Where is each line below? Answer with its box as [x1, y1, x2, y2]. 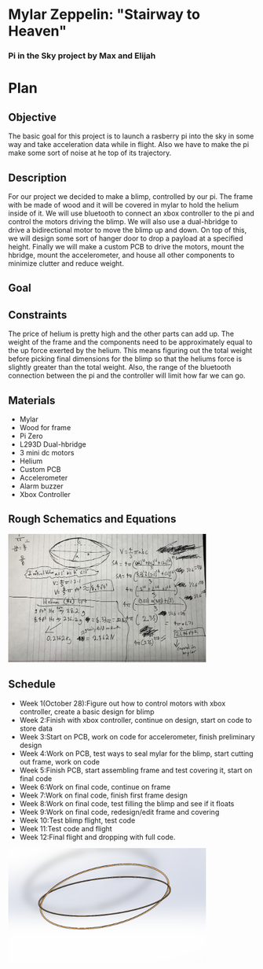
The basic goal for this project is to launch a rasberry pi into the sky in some [8, 131, 254, 141]
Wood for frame [19, 422, 71, 432]
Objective [8, 110, 57, 123]
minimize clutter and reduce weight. [8, 258, 124, 268]
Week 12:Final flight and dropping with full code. [19, 832, 176, 842]
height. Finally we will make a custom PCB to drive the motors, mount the [8, 241, 245, 251]
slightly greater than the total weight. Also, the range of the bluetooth [8, 363, 232, 372]
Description [8, 171, 67, 184]
